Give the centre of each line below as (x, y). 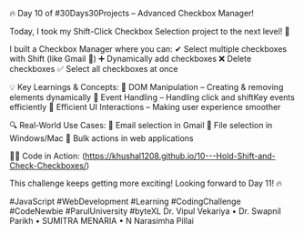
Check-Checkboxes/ (48, 166)
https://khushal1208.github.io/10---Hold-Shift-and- (180, 156)
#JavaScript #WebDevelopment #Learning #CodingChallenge (125, 201)
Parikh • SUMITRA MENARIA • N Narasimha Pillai (101, 221)
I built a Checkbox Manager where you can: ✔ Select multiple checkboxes (148, 49)
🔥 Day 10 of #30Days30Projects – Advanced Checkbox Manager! (132, 13)
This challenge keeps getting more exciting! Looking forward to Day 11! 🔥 (146, 183)
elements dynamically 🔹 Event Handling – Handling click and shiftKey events (152, 97)
